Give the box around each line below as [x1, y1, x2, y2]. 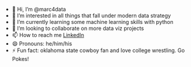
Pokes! [11, 56, 29, 62]
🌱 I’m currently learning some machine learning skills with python [11, 19, 174, 25]
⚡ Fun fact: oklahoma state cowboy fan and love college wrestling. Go [11, 47, 185, 54]
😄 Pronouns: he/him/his [11, 40, 72, 47]
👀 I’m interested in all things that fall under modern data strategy [11, 12, 171, 19]
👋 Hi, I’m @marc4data [11, 6, 66, 13]
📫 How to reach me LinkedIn [11, 32, 85, 38]
